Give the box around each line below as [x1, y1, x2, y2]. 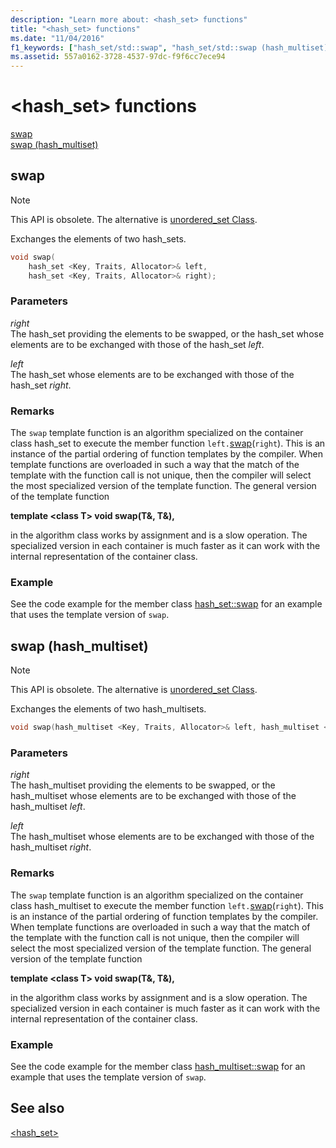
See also [10, 1100, 65, 1117]
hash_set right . [10, 379, 72, 391]
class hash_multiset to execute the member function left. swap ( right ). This [10, 899, 324, 911]
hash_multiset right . [10, 841, 92, 853]
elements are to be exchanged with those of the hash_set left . [10, 338, 265, 350]
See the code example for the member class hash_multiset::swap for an [10, 1060, 306, 1072]
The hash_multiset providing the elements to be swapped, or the [10, 779, 276, 791]
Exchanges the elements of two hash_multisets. [10, 703, 207, 715]
